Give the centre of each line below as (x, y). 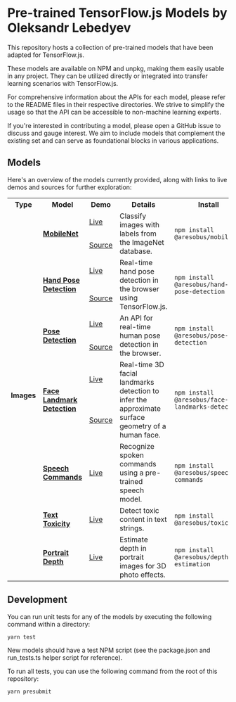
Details (144, 204)
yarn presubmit (29, 691)
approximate (140, 408)
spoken (131, 455)
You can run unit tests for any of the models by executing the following (110, 616)
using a (131, 473)
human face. (140, 435)
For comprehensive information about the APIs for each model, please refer (117, 97)
